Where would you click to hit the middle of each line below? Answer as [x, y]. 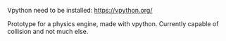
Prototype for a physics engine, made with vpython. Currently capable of [113, 24]
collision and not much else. [48, 31]
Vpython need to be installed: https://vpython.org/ [80, 10]
